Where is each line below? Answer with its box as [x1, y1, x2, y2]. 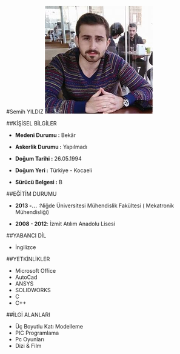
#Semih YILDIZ [6, 108, 44, 115]
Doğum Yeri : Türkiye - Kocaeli [15, 167, 93, 174]
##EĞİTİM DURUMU [6, 190, 57, 197]
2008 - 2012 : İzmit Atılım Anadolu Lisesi [15, 220, 115, 227]
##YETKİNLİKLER [6, 255, 50, 262]
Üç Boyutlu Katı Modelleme [15, 323, 84, 330]
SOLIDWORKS [15, 287, 52, 293]
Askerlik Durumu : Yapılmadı [15, 143, 88, 150]
